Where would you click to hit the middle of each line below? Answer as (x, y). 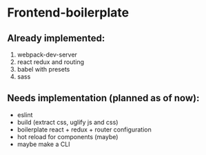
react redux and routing (51, 62)
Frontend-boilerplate (68, 13)
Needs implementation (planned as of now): (103, 98)
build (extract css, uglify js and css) (68, 122)
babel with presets (43, 69)
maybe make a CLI (43, 144)
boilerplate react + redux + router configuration (84, 130)
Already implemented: (56, 38)
